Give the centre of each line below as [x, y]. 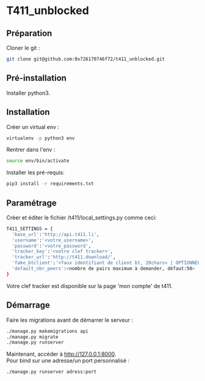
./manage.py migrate [33, 337]
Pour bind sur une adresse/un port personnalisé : [68, 361]
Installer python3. [28, 93]
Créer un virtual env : [33, 127]
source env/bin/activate [38, 161]
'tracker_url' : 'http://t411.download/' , [64, 257]
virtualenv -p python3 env [41, 138]
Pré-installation [37, 78]
